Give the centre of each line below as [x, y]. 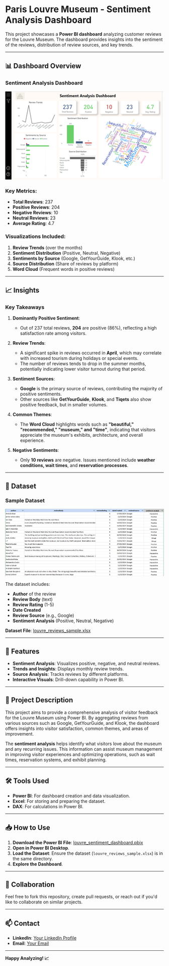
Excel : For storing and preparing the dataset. [59, 801]
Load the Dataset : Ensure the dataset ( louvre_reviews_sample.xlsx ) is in [88, 853]
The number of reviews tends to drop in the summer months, [83, 364]
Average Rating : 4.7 [33, 223]
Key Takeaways [25, 307]
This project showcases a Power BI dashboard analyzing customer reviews [83, 34]
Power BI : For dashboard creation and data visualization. [71, 796]
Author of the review [34, 594]
